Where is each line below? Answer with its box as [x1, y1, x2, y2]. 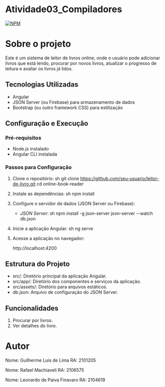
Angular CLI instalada [12, 151, 58, 158]
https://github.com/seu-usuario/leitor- [80, 175, 159, 181]
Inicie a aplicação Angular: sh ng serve [12, 225, 93, 231]
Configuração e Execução [5, 119, 88, 128]
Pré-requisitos [5, 134, 41, 141]
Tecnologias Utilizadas [5, 80, 79, 89]
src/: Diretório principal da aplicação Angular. [12, 273, 107, 279]
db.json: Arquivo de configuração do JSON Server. [12, 289, 119, 295]
